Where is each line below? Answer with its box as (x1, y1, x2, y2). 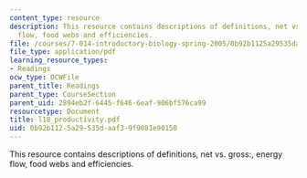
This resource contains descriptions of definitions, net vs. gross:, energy (9, 149, 283, 160)
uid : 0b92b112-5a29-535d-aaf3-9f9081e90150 (9, 124, 178, 133)
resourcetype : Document (9, 107, 101, 116)
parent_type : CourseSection (9, 89, 117, 99)
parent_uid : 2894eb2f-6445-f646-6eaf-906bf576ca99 (9, 98, 206, 108)
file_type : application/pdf (9, 47, 117, 57)
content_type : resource (9, 13, 101, 23)
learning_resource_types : (9, 56, 108, 65)
